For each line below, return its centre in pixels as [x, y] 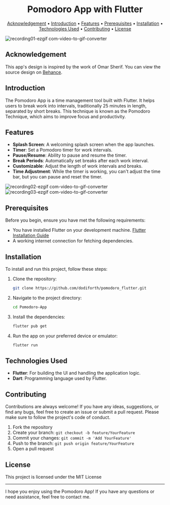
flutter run [25, 345]
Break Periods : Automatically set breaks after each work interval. [81, 161]
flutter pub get [30, 326]
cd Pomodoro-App [30, 307]
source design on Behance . [34, 72]
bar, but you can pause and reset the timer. [57, 177]
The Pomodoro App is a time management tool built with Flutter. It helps [80, 100]
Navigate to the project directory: [47, 298]
